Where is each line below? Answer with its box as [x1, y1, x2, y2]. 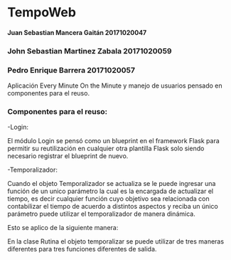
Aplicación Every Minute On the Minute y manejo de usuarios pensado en [7, 81, 222, 90]
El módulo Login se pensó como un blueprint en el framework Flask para [7, 137, 220, 145]
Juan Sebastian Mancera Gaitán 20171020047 [7, 28, 147, 36]
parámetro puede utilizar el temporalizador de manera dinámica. [7, 209, 195, 218]
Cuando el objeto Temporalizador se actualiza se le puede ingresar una [7, 180, 216, 188]
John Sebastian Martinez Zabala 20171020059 [7, 46, 172, 56]
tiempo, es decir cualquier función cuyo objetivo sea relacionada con [7, 194, 210, 203]
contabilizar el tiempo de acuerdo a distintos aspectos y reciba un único [7, 202, 218, 211]
